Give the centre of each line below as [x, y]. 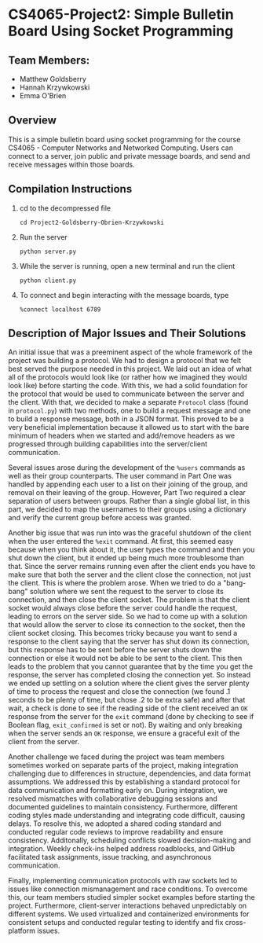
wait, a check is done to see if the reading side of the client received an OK [128, 708]
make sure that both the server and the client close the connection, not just [130, 574]
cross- [236, 923]
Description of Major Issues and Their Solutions [127, 334]
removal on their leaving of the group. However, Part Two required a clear [127, 493]
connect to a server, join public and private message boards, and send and [129, 156]
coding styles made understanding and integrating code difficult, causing [127, 816]
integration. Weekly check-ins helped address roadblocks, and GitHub [122, 849]
